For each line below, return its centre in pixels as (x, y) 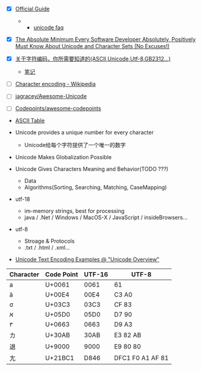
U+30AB (57, 335)
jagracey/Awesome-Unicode (51, 96)
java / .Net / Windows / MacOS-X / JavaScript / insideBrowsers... (106, 218)
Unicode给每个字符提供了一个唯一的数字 (75, 145)
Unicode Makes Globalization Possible (63, 157)
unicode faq (49, 27)
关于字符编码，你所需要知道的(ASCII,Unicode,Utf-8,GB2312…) (93, 59)
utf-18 (23, 199)
